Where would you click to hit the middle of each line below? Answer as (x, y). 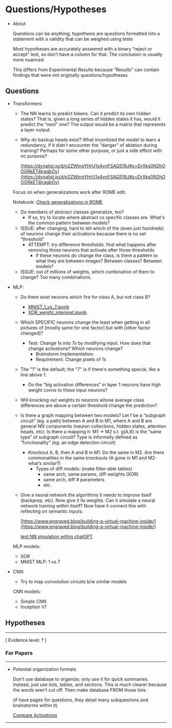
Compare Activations (35, 715)
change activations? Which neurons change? (75, 348)
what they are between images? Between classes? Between (99, 261)
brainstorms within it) (35, 705)
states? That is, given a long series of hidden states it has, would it (90, 119)
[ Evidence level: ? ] (26, 640)
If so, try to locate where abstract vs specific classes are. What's (96, 217)
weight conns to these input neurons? (68, 390)
